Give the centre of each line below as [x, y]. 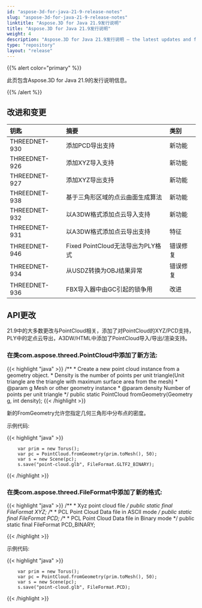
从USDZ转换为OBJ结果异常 [104, 270]
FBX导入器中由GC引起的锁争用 [109, 289]
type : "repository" [31, 46]
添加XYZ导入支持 [90, 162]
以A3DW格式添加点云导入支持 [108, 214]
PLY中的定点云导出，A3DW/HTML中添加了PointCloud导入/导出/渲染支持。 [99, 338]
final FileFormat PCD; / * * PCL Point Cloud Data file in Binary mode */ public [101, 518]
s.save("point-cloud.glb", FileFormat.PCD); [74, 587]
